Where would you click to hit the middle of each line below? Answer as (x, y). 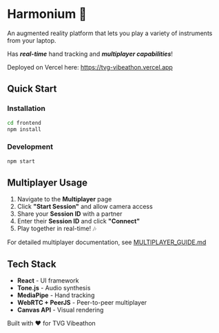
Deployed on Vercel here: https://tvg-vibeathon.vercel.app (90, 67)
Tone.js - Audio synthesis (54, 288)
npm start (21, 161)
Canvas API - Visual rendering (60, 310)
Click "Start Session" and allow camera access (85, 207)
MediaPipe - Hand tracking (56, 295)
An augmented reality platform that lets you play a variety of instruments (110, 33)
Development (30, 147)
